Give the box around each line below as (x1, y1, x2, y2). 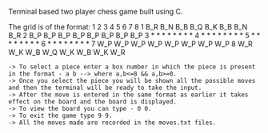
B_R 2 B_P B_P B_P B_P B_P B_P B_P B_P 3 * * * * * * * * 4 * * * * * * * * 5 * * (8, 31, 261, 40)
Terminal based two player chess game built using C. (8, 7, 183, 16)
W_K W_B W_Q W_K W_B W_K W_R (8, 48, 126, 57)
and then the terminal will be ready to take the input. (8, 84, 202, 92)
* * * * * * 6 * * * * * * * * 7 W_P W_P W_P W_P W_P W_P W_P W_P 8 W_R (8, 39, 254, 49)
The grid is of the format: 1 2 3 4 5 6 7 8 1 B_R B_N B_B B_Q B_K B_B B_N (8, 22, 248, 31)
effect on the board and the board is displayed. (8, 98, 178, 106)
